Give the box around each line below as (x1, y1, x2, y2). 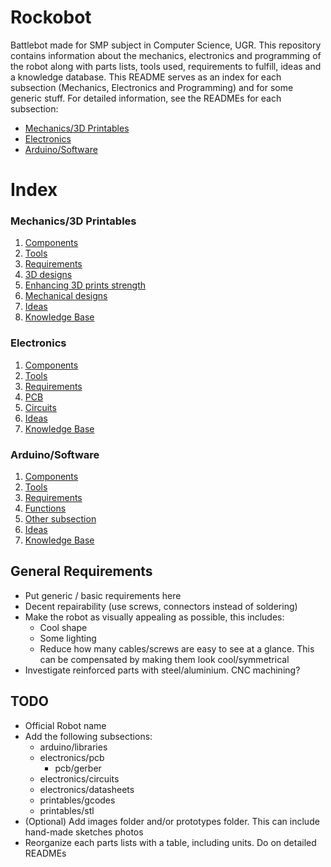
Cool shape (39, 621, 88, 633)
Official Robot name (24, 719, 107, 731)
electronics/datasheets (39, 783, 135, 795)
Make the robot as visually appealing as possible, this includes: (24, 611, 285, 623)
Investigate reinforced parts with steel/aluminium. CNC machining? (24, 664, 301, 676)
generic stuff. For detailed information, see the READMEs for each (10, 92, 282, 104)
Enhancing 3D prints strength (24, 279, 147, 291)
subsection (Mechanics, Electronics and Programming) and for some (10, 81, 294, 93)
